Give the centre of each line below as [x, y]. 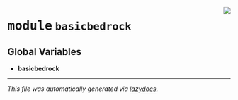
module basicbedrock [69, 26]
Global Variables [44, 52]
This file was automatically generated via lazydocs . [83, 89]
